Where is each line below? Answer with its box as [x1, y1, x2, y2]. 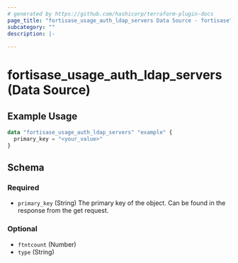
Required [7, 183, 40, 193]
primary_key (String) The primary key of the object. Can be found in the [17, 199, 226, 207]
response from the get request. [17, 206, 109, 215]
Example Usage [7, 110, 78, 122]
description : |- [7, 30, 55, 37]
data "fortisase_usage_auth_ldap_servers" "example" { [7, 129, 173, 136]
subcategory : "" [7, 23, 55, 30]
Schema [7, 162, 45, 174]
